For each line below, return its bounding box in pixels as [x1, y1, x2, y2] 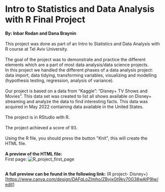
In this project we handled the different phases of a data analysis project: [5, 67, 153, 73]
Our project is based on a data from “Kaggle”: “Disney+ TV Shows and [5, 88, 148, 94]
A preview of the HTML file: [5, 151, 63, 156]
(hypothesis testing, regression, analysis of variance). [5, 77, 114, 83]
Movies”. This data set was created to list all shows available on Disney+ [5, 93, 152, 99]
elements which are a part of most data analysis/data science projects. [5, 62, 149, 68]
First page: [5, 156, 27, 162]
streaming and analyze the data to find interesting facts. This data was [5, 98, 148, 104]
